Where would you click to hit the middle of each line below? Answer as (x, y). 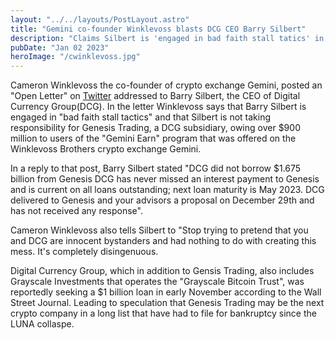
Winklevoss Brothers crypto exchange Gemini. (106, 149)
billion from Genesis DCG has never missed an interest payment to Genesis (165, 179)
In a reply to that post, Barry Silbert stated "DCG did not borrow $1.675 (156, 168)
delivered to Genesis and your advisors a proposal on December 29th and (162, 200)
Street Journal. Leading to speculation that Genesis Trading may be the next (167, 303)
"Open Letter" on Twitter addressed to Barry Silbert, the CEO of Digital (155, 96)
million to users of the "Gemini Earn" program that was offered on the (153, 138)
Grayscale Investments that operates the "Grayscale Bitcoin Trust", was (157, 282)
